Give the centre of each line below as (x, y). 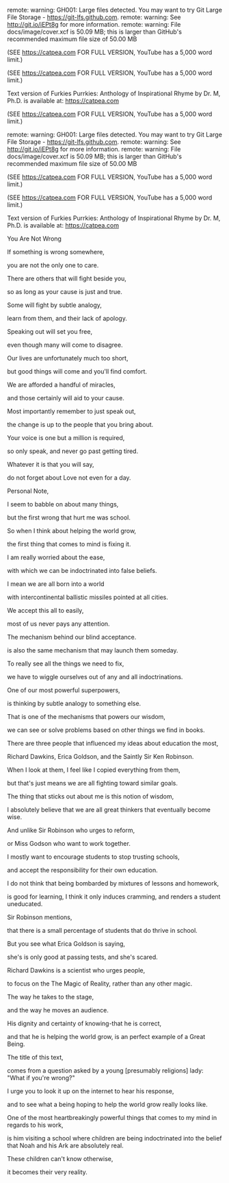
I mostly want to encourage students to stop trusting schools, (93, 857)
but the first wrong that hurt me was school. (69, 517)
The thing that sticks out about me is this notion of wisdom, (91, 796)
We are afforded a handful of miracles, (61, 385)
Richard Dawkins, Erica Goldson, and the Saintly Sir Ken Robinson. (100, 756)
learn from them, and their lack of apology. (67, 318)
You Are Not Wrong (34, 239)
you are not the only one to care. (53, 265)
